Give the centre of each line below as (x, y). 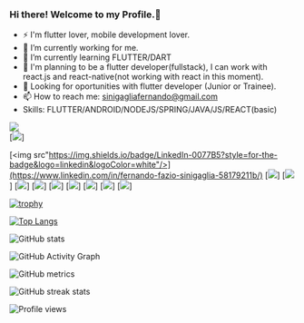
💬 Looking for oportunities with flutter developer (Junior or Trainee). (149, 86)
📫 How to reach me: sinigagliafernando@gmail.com (120, 97)
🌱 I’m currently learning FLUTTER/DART (97, 57)
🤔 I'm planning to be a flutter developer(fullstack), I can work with (145, 67)
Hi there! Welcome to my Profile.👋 (85, 15)
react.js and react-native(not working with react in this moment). (143, 77)
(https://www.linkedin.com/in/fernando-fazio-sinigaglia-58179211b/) (136, 175)
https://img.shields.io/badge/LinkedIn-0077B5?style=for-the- (163, 155)
